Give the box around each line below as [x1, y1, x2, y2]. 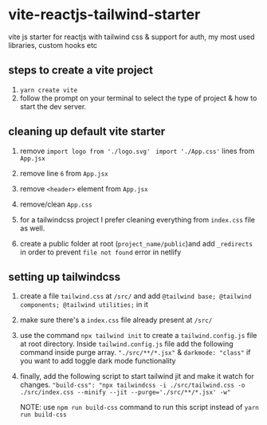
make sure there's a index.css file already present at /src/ [19, 315, 213, 325]
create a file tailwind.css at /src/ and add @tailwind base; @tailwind [19, 291, 252, 301]
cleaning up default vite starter [8, 125, 166, 139]
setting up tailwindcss [8, 270, 121, 284]
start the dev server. [19, 101, 87, 111]
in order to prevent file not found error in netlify [19, 247, 182, 257]
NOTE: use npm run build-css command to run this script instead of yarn [19, 403, 259, 412]
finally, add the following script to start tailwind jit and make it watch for [19, 372, 254, 381]
